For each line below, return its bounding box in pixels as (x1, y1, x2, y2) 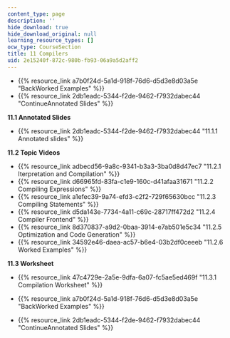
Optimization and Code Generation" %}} (17, 230, 136, 239)
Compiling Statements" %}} (17, 200, 99, 208)
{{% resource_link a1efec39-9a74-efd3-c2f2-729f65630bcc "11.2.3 (17, 192, 216, 200)
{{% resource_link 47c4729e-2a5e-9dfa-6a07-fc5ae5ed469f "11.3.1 (17, 272, 217, 282)
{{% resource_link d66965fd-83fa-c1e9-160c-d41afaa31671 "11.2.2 (17, 177, 214, 185)
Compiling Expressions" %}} (17, 185, 102, 193)
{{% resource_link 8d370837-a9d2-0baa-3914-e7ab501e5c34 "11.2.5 (17, 222, 222, 231)
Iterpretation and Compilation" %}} (17, 169, 120, 178)
